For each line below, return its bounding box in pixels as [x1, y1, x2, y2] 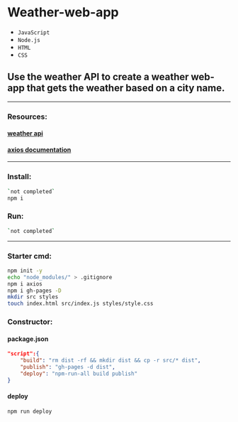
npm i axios [7, 280, 42, 288]
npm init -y [7, 267, 42, 274]
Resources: [7, 112, 47, 121]
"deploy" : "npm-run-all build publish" [20, 370, 138, 377]
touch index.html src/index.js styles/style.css [7, 300, 154, 308]
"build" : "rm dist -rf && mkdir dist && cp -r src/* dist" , [20, 357, 201, 364]
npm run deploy [7, 408, 52, 415]
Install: [7, 172, 32, 182]
